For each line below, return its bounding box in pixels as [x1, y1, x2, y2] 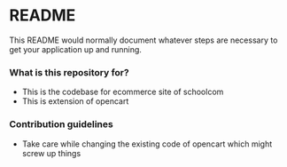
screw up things [21, 147, 81, 158]
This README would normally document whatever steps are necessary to [9, 35, 278, 45]
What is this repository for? [9, 66, 130, 78]
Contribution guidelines [9, 118, 113, 131]
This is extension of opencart [21, 96, 129, 107]
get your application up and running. [9, 44, 142, 54]
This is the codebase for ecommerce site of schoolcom [21, 86, 224, 98]
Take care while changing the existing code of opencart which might [21, 139, 273, 149]
